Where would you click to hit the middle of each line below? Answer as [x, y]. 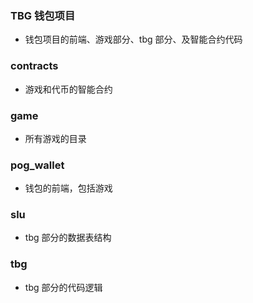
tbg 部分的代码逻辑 [63, 287]
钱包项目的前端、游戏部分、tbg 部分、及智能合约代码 [133, 39]
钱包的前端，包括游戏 [68, 188]
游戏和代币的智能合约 [68, 89]
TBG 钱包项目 [43, 15]
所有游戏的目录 [55, 138]
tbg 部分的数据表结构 [68, 238]
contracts [34, 66]
